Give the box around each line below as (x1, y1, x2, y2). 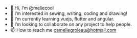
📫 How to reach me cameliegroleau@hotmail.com (10, 27, 117, 33)
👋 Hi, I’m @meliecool (10, 5, 54, 11)
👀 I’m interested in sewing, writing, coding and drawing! (10, 10, 128, 16)
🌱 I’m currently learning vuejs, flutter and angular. (10, 16, 115, 22)
